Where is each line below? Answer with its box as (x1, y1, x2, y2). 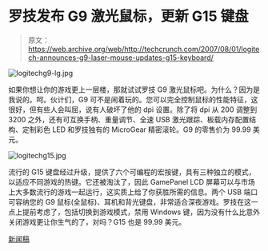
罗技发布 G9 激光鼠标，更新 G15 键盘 (8, 7, 250, 26)
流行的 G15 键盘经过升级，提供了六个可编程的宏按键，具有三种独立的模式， (8, 167, 256, 177)
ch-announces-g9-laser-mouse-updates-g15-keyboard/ (27, 53, 214, 62)
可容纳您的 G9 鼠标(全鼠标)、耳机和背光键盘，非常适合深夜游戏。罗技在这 (8, 197, 252, 206)
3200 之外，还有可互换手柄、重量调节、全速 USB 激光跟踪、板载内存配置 (8, 114, 250, 124)
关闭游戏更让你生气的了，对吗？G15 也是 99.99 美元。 (8, 217, 186, 226)
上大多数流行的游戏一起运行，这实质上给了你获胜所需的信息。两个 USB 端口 (8, 187, 258, 197)
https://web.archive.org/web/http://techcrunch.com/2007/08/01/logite (27, 44, 260, 54)
